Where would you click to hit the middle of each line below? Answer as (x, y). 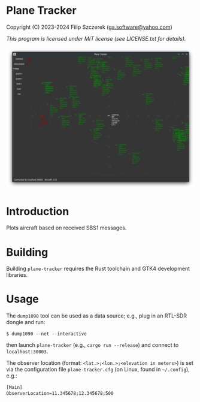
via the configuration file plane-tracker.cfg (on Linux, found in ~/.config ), (98, 370)
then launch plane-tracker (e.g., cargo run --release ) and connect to (93, 345)
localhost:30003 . (27, 352)
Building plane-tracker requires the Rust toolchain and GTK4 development (98, 269)
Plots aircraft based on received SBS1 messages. (66, 228)
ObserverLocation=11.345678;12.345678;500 (60, 394)
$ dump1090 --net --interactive (46, 334)
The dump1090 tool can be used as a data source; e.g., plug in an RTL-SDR (97, 316)
